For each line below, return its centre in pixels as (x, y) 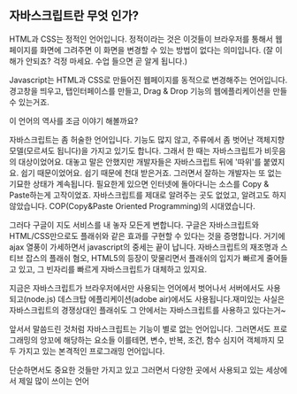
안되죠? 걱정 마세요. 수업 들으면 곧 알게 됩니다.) (107, 61)
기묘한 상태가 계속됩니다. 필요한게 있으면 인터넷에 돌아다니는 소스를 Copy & (139, 183)
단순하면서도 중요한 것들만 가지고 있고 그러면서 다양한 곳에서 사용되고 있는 (137, 369)
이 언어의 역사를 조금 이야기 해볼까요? (74, 120)
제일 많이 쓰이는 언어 (54, 381)
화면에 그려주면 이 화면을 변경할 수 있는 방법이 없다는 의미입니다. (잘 (156, 50)
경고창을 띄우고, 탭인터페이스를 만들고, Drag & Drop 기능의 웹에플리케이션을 (140, 90)
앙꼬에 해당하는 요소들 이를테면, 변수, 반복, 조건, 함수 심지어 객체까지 (157, 340)
